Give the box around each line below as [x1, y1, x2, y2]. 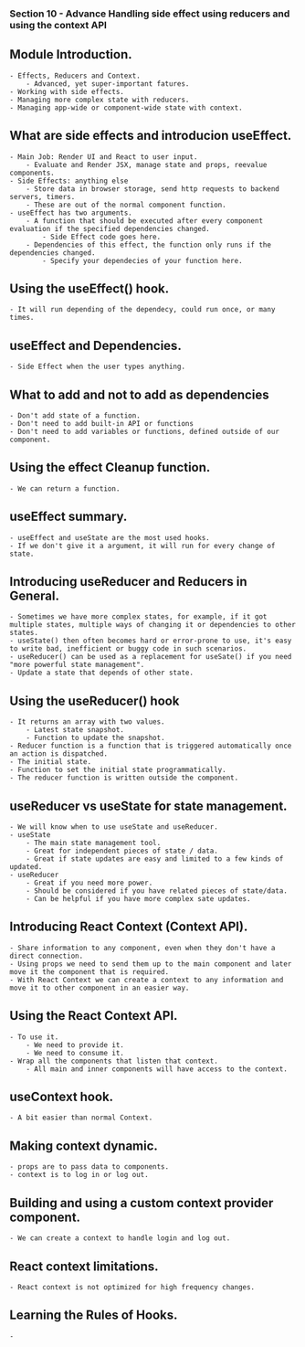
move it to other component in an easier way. [9, 983, 190, 992]
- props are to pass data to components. [9, 1162, 170, 1172]
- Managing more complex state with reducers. [9, 95, 190, 104]
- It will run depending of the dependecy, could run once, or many [9, 305, 276, 314]
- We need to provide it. [26, 1040, 125, 1049]
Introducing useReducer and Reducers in [9, 574, 248, 589]
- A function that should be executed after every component [26, 216, 263, 226]
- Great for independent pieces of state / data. [26, 846, 219, 856]
